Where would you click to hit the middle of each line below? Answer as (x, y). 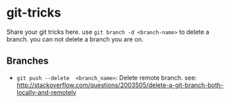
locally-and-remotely (46, 92)
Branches (28, 61)
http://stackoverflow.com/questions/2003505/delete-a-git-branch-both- (120, 85)
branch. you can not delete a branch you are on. (75, 39)
